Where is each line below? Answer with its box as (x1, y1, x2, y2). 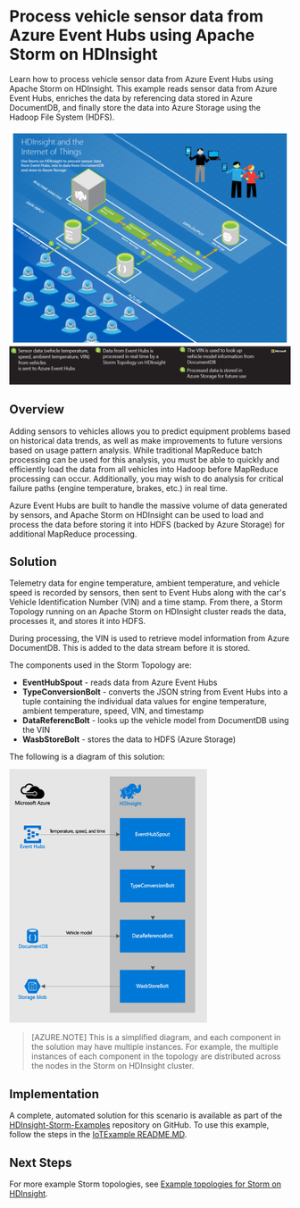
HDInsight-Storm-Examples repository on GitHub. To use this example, (9, 1120, 270, 1130)
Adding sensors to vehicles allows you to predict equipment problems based (9, 426, 291, 437)
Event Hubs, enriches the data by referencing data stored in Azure (9, 92, 253, 104)
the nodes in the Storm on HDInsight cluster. (30, 1061, 195, 1071)
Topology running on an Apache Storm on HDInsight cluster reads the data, (9, 606, 287, 617)
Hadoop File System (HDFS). (9, 112, 115, 122)
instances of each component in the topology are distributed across (30, 1051, 281, 1062)
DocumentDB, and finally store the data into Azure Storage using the (9, 102, 262, 112)
